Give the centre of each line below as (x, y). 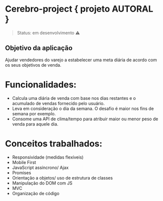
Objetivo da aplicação (39, 48)
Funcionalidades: (41, 84)
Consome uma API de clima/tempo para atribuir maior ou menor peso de (85, 119)
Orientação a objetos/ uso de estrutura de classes (62, 178)
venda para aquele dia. (35, 124)
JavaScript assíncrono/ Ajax (40, 167)
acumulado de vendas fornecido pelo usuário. (58, 103)
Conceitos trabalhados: (54, 143)
